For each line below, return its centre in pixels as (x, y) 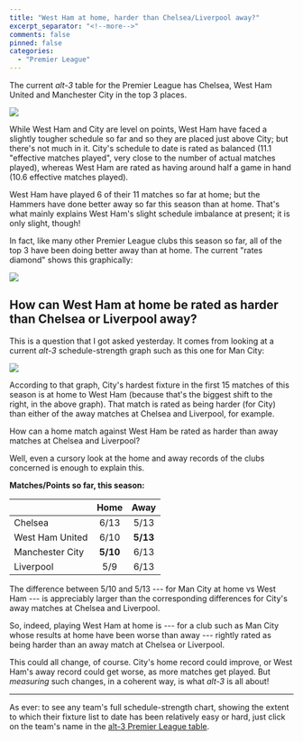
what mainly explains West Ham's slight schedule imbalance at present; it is (150, 214)
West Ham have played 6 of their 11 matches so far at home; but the (135, 194)
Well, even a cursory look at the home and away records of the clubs (137, 458)
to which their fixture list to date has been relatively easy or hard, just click (147, 717)
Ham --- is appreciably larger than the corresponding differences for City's (149, 598)
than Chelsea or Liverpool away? (103, 320)
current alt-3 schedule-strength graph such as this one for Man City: (137, 350)
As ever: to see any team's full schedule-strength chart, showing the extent (149, 707)
